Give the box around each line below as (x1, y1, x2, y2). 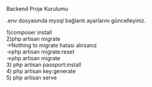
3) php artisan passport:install (6, 61, 81, 68)
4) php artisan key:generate (6, 68, 76, 75)
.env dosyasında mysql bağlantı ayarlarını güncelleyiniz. (6, 17, 146, 24)
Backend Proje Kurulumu (6, 5, 69, 12)
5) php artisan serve (6, 74, 57, 81)
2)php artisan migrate (6, 35, 61, 42)
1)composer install (6, 29, 52, 36)
